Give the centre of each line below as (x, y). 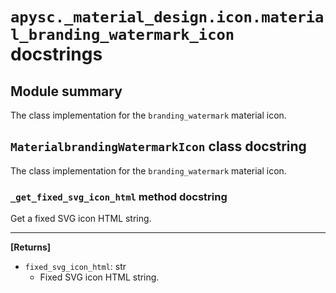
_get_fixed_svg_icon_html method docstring (119, 196)
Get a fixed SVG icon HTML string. (81, 219)
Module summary (66, 91)
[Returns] (31, 247)
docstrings (56, 54)
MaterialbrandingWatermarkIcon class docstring (158, 146)
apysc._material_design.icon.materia (167, 17)
